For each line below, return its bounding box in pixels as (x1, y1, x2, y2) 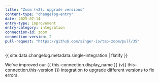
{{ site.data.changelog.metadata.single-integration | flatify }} (5, 52, 128, 58)
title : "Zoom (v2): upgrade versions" (5, 7, 85, 12)
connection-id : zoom (5, 30, 48, 35)
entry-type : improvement (5, 20, 56, 26)
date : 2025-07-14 (5, 16, 41, 21)
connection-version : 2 (5, 35, 52, 40)
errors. (5, 72, 19, 78)
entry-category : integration (5, 25, 65, 30)
